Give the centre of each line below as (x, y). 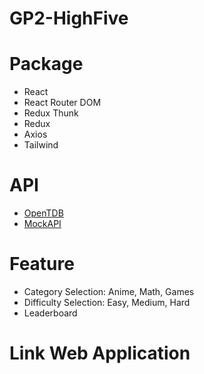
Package (46, 64)
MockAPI (42, 224)
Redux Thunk (51, 113)
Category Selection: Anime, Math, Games (109, 291)
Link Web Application (100, 353)
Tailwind (41, 145)
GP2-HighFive (69, 18)
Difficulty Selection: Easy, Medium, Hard (107, 302)
